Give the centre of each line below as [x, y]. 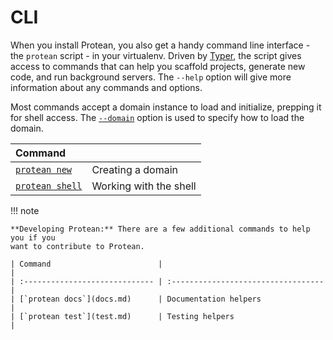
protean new [44, 169]
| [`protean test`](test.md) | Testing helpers [122, 316]
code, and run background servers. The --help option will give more [151, 77]
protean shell [49, 185]
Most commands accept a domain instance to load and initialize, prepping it [166, 107]
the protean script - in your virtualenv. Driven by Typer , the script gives [156, 55]
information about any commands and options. [106, 87]
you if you [33, 237]
